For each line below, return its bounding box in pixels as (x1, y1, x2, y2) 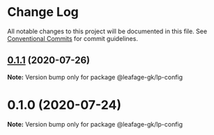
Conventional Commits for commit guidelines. (7, 34, 138, 42)
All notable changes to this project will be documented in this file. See (7, 27, 208, 35)
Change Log (7, 4, 79, 20)
